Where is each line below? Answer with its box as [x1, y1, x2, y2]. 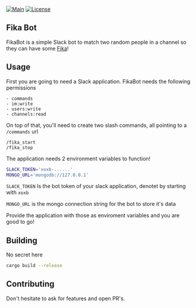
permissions [6, 84, 37, 91]
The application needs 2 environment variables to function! [6, 155, 151, 162]
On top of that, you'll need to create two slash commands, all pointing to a [6, 122, 187, 129]
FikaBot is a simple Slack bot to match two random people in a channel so [6, 39, 187, 46]
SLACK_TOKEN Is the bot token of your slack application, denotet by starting [6, 183, 186, 190]
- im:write [6, 101, 33, 107]
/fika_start [6, 139, 36, 145]
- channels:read [6, 111, 46, 117]
